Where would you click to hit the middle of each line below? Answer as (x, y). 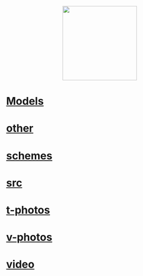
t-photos (28, 210)
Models (25, 101)
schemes (29, 156)
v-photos (29, 237)
